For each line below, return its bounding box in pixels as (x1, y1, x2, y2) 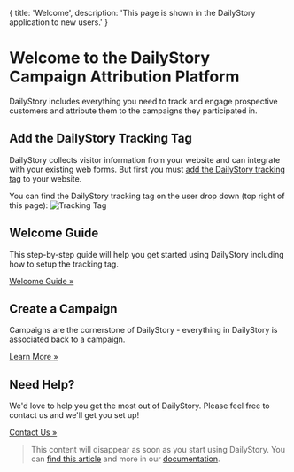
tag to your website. (9, 173, 82, 184)
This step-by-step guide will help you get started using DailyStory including (9, 249, 285, 259)
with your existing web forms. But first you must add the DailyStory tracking (9, 164, 286, 174)
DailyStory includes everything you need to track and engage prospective (9, 96, 278, 106)
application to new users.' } (9, 17, 109, 27)
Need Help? (9, 376, 75, 392)
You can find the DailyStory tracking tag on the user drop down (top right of (9, 190, 285, 201)
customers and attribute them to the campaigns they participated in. (9, 105, 259, 116)
